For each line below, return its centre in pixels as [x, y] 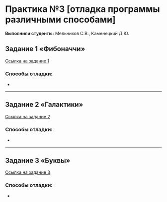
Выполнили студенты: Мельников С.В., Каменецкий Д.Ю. [67, 33]
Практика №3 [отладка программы [83, 9]
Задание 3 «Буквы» [38, 160]
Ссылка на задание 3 [28, 172]
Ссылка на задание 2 [28, 116]
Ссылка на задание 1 [27, 61]
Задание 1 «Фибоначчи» [45, 49]
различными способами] [60, 20]
